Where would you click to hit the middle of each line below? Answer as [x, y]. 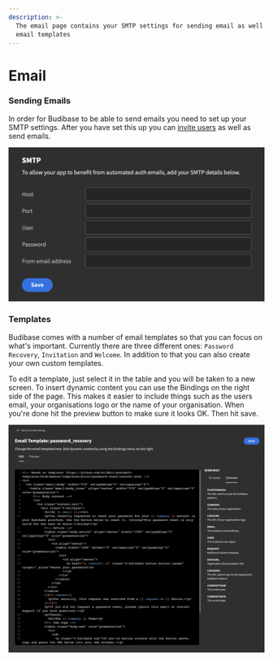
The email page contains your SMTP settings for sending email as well [140, 26]
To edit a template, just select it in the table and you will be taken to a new [132, 379]
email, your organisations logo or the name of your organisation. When [126, 404]
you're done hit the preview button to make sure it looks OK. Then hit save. [133, 413]
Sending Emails [40, 101]
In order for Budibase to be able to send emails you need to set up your [128, 119]
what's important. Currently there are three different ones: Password [121, 346]
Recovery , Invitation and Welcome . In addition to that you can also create [129, 354]
